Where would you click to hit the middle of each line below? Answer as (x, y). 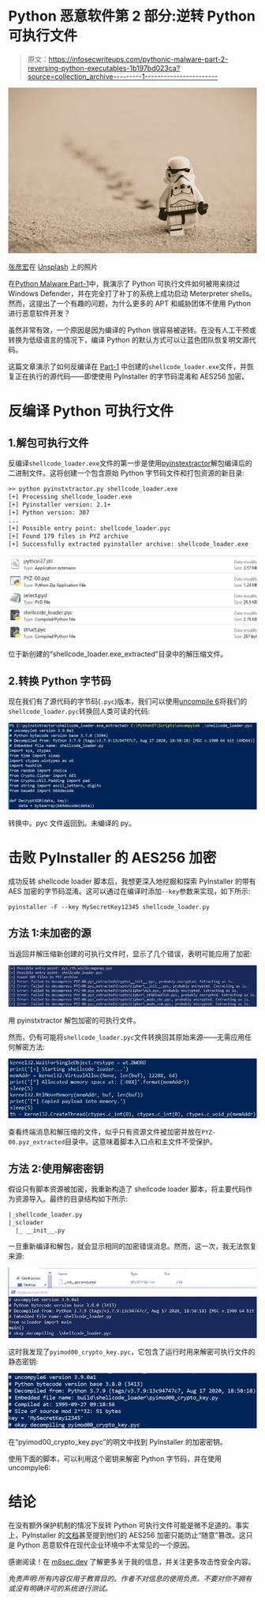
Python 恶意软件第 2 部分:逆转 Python (132, 16)
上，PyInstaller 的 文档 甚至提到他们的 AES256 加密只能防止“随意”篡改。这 (127, 1535)
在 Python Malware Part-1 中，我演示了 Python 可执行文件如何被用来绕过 (124, 284)
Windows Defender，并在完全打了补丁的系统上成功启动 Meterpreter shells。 (132, 293)
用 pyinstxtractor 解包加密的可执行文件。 (74, 1021)
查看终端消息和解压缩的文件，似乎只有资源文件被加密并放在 (105, 1131)
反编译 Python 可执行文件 (91, 411)
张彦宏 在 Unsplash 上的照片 (53, 267)
